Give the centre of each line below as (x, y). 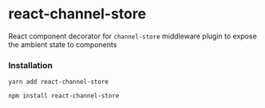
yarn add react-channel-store (59, 82)
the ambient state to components (63, 44)
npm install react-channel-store (64, 96)
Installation (31, 65)
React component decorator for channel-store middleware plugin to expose (132, 36)
